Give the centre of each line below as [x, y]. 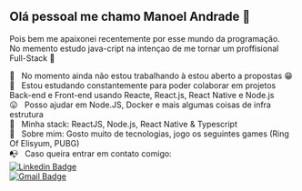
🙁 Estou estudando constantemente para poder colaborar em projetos [143, 85]
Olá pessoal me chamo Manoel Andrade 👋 [130, 17]
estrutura [26, 114]
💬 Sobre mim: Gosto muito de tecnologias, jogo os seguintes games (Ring [149, 134]
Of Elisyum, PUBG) [45, 143]
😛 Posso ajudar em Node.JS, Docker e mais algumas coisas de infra [140, 105]
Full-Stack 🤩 [32, 58]
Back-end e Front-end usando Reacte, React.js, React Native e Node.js [142, 95]
